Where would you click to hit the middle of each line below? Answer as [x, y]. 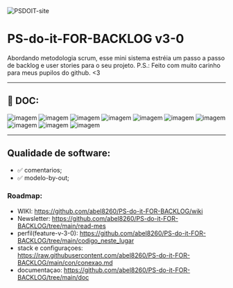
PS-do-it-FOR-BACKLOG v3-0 [96, 39]
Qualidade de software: [59, 153]
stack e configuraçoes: [50, 248]
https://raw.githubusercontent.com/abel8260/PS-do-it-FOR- [104, 255]
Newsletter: [34, 218]
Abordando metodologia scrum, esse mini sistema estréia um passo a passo [116, 57]
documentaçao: [40, 270]
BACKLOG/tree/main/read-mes [61, 226]
